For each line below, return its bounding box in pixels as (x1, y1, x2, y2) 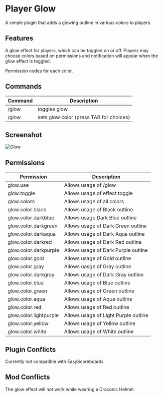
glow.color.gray (7, 263, 44, 270)
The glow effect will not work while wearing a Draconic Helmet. (5, 386, 136, 392)
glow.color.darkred (7, 239, 52, 246)
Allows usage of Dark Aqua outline (64, 231, 145, 238)
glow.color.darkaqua (7, 231, 56, 238)
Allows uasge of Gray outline (64, 263, 132, 270)
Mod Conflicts (5, 373, 50, 381)
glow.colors (7, 198, 35, 205)
